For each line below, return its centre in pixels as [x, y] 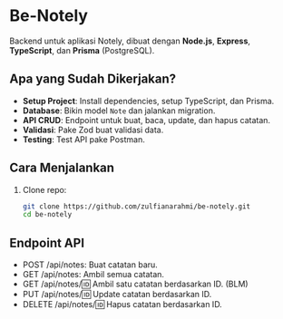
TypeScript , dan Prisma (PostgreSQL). [82, 50]
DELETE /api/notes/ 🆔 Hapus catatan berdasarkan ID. [122, 304]
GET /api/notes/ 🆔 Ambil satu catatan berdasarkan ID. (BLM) [135, 284]
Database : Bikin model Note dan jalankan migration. [119, 111]
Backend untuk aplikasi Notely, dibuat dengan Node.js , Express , [130, 41]
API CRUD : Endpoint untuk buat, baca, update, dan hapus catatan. [146, 120]
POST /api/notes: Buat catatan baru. [90, 265]
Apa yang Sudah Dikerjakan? [93, 79]
